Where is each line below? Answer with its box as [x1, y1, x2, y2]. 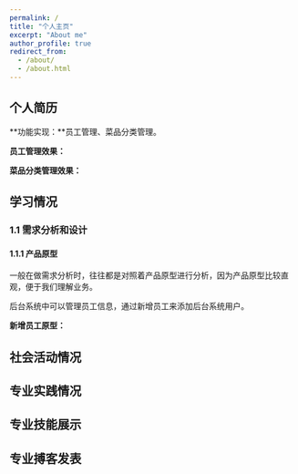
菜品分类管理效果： [9, 165, 82, 176]
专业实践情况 [9, 383, 82, 398]
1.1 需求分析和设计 [9, 224, 88, 236]
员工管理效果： [9, 145, 66, 156]
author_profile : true [9, 38, 92, 48]
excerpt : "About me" [9, 30, 88, 39]
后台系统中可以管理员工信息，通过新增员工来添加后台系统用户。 [9, 301, 249, 312]
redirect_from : [9, 47, 67, 57]
